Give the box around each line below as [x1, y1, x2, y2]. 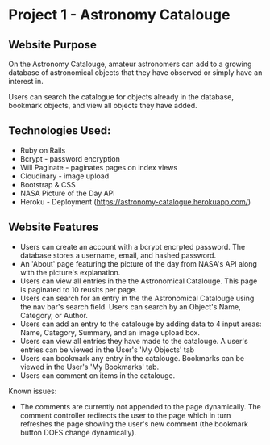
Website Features [8, 220, 99, 234]
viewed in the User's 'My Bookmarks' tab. [19, 362, 160, 372]
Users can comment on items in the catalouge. [19, 370, 176, 380]
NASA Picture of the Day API [19, 188, 115, 198]
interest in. [8, 77, 44, 86]
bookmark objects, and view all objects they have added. [8, 101, 197, 110]
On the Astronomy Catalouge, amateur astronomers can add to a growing [8, 59, 252, 69]
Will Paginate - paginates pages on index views [19, 162, 178, 172]
